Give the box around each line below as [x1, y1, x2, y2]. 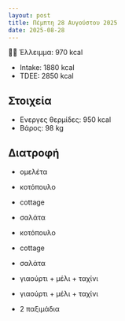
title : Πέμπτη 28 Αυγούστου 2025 [8, 19, 118, 27]
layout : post [8, 11, 51, 20]
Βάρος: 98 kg [19, 124, 64, 133]
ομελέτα [19, 167, 48, 176]
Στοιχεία [8, 94, 53, 107]
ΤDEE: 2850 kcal [19, 72, 74, 81]
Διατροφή [8, 146, 60, 160]
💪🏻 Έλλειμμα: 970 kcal [8, 48, 83, 57]
